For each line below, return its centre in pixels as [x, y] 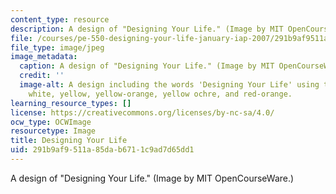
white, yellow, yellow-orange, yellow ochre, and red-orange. [160, 94]
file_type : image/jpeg [57, 47]
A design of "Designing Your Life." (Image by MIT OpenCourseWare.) [152, 178]
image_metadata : [44, 57]
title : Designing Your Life [69, 141]
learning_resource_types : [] [71, 103]
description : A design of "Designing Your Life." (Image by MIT [147, 29]
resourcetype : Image [53, 131]
